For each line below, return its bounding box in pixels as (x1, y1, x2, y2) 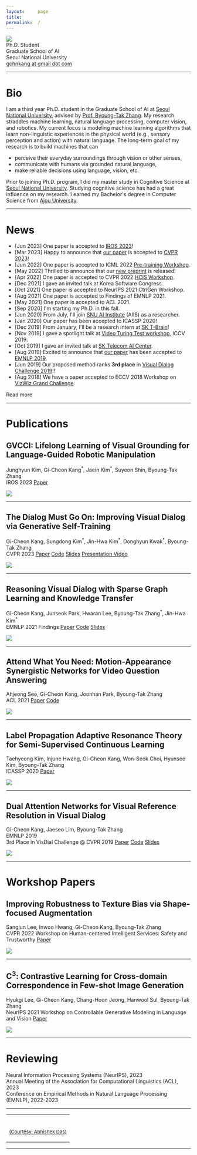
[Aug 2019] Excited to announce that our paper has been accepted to (14, 349, 182, 356)
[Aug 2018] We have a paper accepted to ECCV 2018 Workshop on (14, 373, 176, 380)
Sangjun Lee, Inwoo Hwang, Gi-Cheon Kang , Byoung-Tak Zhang (6, 923, 161, 931)
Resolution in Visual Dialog (6, 810, 106, 820)
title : (6, 14, 22, 20)
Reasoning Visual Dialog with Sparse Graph (6, 584, 168, 594)
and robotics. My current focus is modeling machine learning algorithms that (6, 124, 191, 132)
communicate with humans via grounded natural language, (14, 161, 157, 168)
